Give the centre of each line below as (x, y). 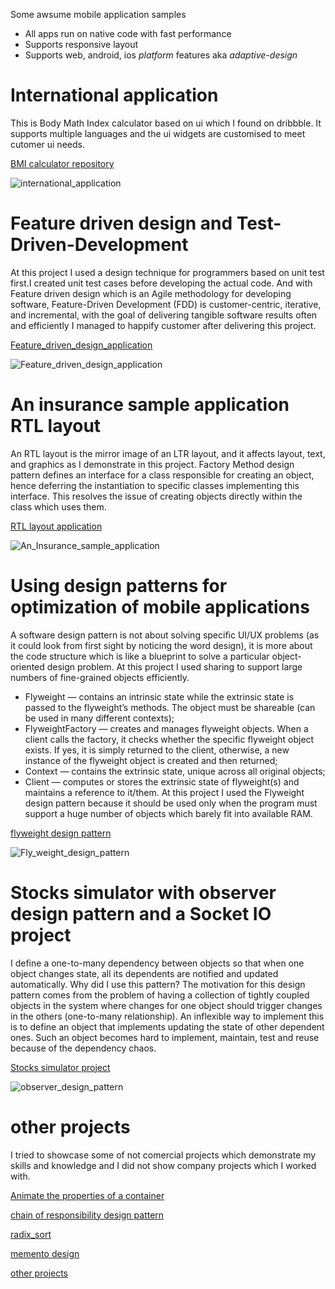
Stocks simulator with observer (143, 892)
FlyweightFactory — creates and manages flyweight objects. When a (166, 728)
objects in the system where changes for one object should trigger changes (166, 1005)
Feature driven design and (121, 223)
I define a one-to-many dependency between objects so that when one (157, 963)
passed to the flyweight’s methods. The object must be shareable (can (170, 707)
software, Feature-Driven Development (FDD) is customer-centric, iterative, (166, 304)
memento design (45, 1253)
